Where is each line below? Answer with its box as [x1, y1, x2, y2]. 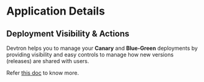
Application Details [6, 4, 105, 18]
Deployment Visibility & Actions [6, 29, 129, 39]
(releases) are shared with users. [6, 58, 90, 64]
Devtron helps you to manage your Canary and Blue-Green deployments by [6, 44, 198, 52]
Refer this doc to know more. [6, 69, 79, 77]
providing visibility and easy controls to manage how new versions [6, 51, 174, 58]
